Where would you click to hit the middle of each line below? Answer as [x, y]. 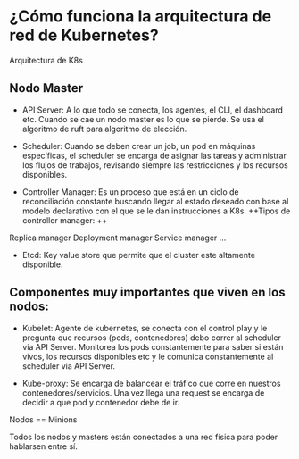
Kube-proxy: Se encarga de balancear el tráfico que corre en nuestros [151, 383]
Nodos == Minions [43, 419]
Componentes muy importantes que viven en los [147, 292]
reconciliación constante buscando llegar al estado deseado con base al [155, 201]
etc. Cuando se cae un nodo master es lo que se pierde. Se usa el [143, 119]
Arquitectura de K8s [46, 60]
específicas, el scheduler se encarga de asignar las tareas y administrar [154, 155]
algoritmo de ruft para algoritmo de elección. [104, 129]
